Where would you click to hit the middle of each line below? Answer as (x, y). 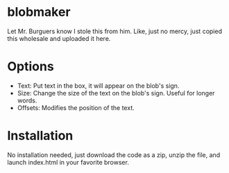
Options (31, 67)
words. (27, 100)
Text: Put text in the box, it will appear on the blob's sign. (98, 85)
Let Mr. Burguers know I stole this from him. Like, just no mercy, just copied (114, 31)
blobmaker (39, 12)
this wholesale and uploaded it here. (59, 38)
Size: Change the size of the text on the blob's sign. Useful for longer (116, 93)
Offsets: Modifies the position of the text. (76, 107)
